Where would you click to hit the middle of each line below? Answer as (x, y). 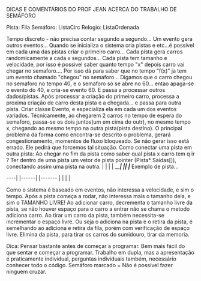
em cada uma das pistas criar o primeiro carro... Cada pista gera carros (94, 52)
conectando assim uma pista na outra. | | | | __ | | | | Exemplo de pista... (92, 166)
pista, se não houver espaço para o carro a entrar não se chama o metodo (98, 209)
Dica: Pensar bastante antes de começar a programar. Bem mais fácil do (96, 246)
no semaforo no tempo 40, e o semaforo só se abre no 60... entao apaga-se (100, 83)
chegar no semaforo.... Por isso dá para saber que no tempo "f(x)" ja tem (97, 71)
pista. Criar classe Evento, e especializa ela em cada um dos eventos (91, 109)
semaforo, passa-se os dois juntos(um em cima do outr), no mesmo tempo (98, 122)
